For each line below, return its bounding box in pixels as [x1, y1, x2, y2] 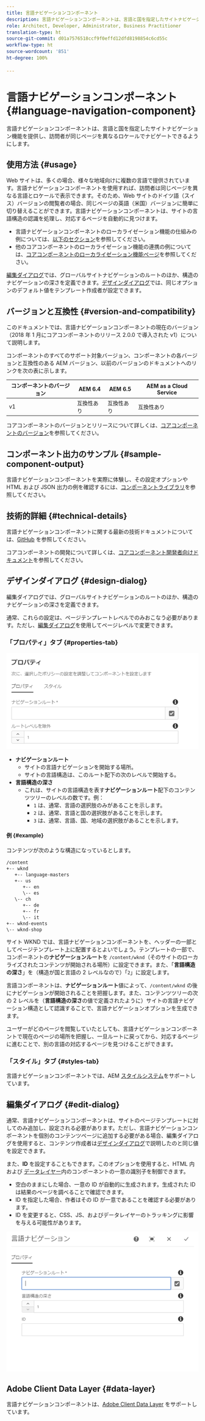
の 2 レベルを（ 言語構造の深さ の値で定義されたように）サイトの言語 [6, 997, 179, 1004]
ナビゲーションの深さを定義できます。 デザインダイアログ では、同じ [6, 279, 177, 286]
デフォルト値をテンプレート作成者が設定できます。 [16, 287, 145, 294]
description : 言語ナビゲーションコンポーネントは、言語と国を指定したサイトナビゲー [6, 16, 196, 23]
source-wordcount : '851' [6, 49, 70, 55]
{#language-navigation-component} [6, 104, 196, 117]
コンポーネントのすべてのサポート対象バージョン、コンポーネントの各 [6, 352, 182, 360]
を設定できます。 [6, 1148, 49, 1155]
